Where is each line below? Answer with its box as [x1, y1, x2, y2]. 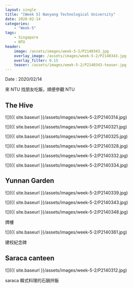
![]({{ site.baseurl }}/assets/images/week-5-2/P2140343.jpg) [5, 199, 128, 205]
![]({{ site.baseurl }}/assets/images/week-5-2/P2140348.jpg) [5, 209, 128, 215]
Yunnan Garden [5, 176, 54, 185]
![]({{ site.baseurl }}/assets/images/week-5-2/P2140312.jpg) [5, 267, 127, 273]
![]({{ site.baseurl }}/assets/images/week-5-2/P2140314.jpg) [5, 114, 127, 120]
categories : [5, 21, 30, 26]
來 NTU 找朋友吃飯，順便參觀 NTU [5, 86, 75, 92]
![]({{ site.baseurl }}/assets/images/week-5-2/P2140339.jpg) [5, 189, 128, 196]
